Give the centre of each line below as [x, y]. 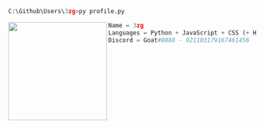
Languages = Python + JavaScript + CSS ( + [179, 33]
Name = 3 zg [126, 25]
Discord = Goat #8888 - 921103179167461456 [179, 40]
